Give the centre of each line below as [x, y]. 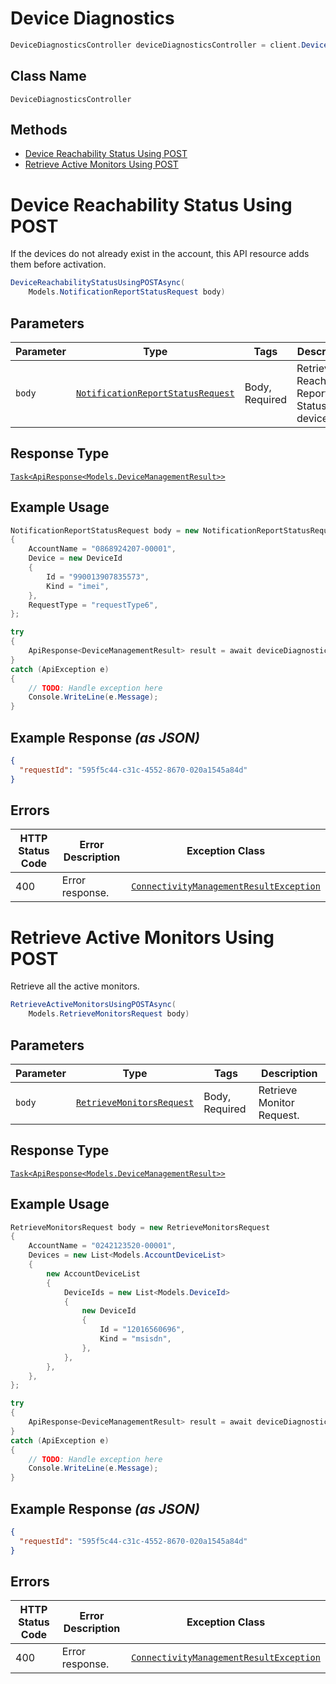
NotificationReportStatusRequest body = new [104, 530]
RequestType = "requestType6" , [93, 605]
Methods [39, 130]
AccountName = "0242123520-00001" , [102, 1246]
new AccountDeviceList [93, 1273]
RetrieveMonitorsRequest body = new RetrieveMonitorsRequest [140, 1227]
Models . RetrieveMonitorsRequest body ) [109, 1014]
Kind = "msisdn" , [135, 1339]
